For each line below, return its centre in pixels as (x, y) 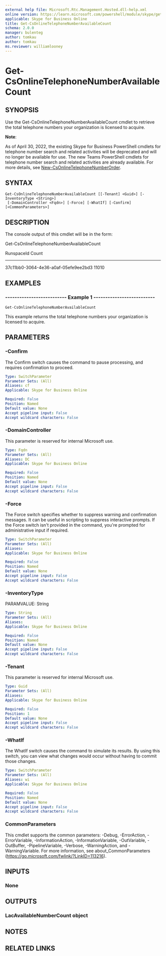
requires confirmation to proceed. (40, 367)
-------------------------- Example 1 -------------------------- (80, 297)
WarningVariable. (23, 851)
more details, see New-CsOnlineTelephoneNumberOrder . (63, 167)
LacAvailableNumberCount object (46, 915)
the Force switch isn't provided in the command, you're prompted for (75, 525)
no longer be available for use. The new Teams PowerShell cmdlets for (77, 157)
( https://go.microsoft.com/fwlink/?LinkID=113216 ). (56, 856)
